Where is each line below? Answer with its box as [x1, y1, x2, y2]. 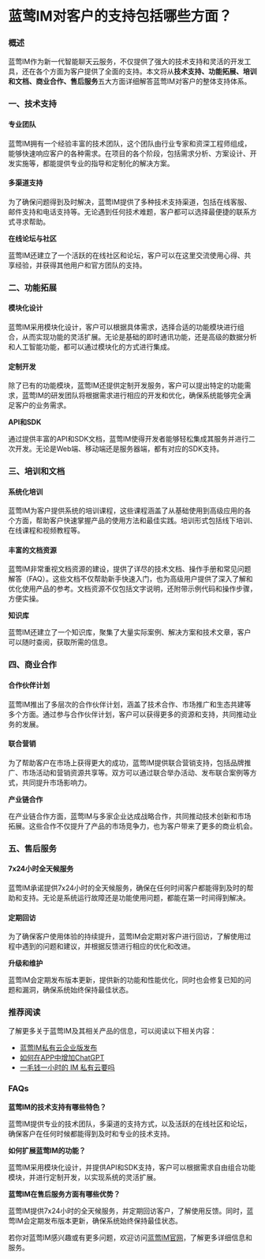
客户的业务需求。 [14, 400, 71, 410]
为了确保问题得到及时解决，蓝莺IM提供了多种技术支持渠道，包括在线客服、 [8, 197, 252, 207]
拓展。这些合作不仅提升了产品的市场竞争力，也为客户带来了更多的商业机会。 [8, 821, 257, 831]
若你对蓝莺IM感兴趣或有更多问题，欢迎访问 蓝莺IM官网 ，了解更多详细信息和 [8, 1232, 252, 1242]
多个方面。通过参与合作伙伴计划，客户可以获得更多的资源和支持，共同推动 [8, 709, 250, 719]
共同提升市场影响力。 [21, 777, 91, 787]
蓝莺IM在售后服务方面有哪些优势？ [8, 1189, 121, 1199]
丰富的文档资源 [8, 545, 57, 555]
